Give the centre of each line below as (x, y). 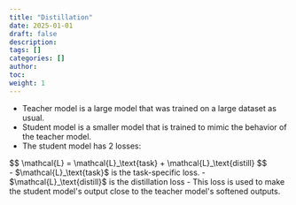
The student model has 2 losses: (82, 146)
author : (23, 67)
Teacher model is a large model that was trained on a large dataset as (149, 108)
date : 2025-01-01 (41, 26)
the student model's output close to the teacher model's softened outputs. (145, 191)
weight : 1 (27, 83)
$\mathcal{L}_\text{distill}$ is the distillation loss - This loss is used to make (147, 181)
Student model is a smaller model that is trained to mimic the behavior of (154, 127)
